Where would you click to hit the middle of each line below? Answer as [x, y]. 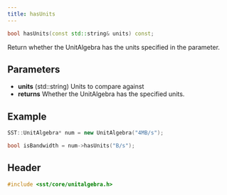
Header [24, 168]
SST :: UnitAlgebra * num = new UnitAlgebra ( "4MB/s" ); [85, 133]
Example [27, 116]
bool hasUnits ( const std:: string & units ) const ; [81, 33]
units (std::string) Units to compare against [81, 87]
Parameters [34, 69]
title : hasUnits [31, 14]
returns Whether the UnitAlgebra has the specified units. [101, 94]
